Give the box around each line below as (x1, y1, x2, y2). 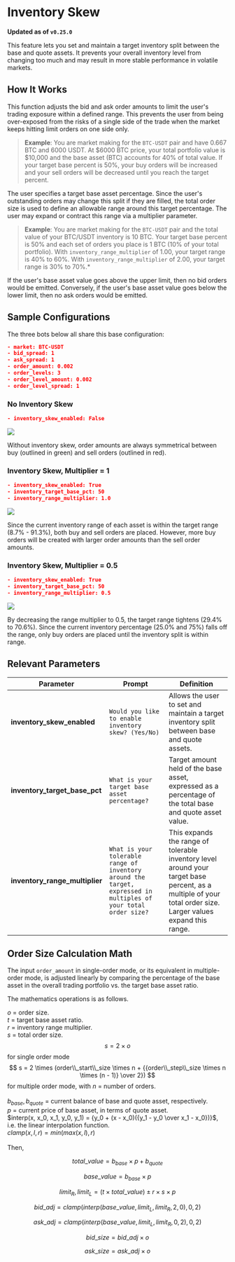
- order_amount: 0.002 (7, 363, 73, 370)
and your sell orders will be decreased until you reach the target (24, 168, 209, 176)
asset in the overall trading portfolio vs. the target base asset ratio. (7, 981, 199, 990)
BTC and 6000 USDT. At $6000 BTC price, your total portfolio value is (24, 145, 226, 154)
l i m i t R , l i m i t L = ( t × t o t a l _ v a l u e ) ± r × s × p (59, 1187, 176, 1197)
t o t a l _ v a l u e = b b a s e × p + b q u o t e (72, 1157, 163, 1167)
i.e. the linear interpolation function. (7, 1121, 110, 1129)
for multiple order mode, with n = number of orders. (7, 1082, 156, 1091)
